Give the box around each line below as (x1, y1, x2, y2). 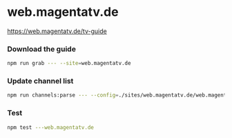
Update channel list (7, 77, 74, 86)
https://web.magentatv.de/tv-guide (7, 27, 107, 35)
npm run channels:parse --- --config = (7, 92, 119, 99)
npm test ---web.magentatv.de (7, 124, 95, 131)
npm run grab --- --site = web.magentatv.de (7, 60, 131, 67)
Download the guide (7, 44, 76, 54)
